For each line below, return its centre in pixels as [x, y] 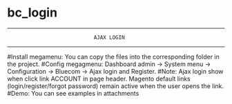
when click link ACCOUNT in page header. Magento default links [99, 79]
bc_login [32, 13]
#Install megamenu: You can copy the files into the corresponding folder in [113, 56]
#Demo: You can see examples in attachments [73, 93]
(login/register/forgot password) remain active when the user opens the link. [116, 86]
